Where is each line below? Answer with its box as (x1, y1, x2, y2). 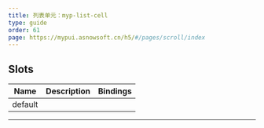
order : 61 (8, 26, 41, 34)
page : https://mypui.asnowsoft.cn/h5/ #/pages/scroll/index (8, 33, 206, 42)
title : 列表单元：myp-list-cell (8, 11, 108, 20)
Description (46, 86, 91, 97)
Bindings (97, 86, 132, 97)
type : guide (8, 19, 47, 27)
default (12, 99, 38, 110)
